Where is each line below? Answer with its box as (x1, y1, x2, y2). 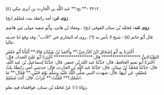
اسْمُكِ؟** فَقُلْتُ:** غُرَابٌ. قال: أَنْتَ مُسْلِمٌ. (5, 75, 82, 80)
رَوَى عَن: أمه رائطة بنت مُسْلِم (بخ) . (5, 15, 71, 21)
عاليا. (5, 39, 15, 45)
